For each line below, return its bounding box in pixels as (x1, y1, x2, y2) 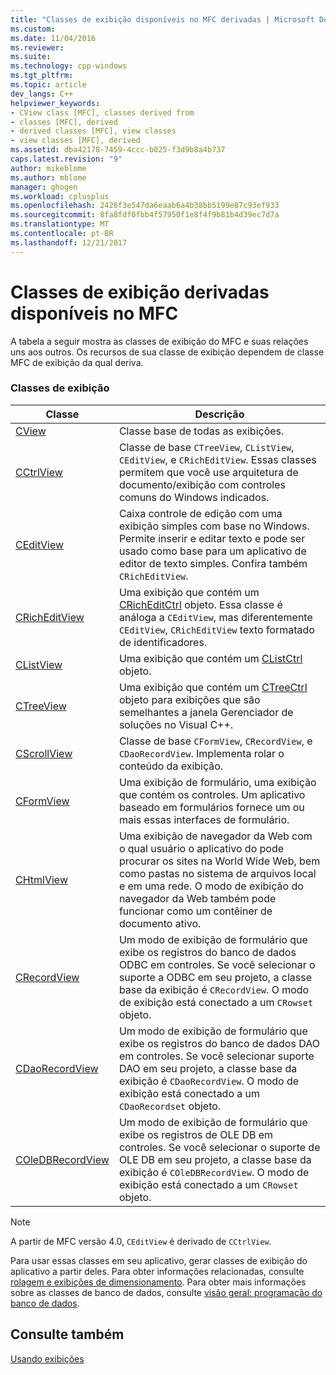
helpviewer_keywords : (10, 98, 101, 108)
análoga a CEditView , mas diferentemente (118, 610, 313, 624)
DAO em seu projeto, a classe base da (118, 1061, 298, 1075)
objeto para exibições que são (118, 692, 261, 706)
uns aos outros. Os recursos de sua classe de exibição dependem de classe (10, 346, 325, 358)
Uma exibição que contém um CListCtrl (118, 651, 303, 665)
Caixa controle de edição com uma (118, 506, 283, 520)
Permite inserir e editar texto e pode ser (118, 531, 306, 545)
